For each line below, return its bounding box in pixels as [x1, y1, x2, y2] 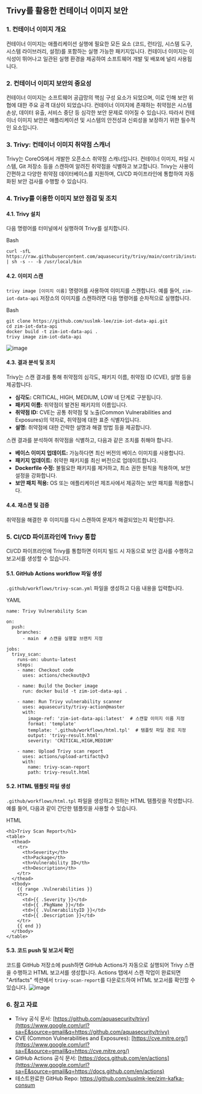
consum [14, 1081, 35, 1089]
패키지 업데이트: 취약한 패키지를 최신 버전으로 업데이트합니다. [14, 456, 158, 464]
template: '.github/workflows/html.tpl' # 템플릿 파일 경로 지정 [28, 727, 186, 733]
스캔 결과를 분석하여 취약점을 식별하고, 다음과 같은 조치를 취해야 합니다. [6, 436, 173, 444]
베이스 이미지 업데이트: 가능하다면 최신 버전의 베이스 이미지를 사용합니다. [14, 449, 185, 456]
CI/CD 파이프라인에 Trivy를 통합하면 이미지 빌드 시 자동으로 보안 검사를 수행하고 [6, 548, 194, 555]
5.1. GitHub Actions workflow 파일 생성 [6, 570, 102, 577]
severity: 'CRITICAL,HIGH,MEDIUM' [28, 738, 114, 744]
